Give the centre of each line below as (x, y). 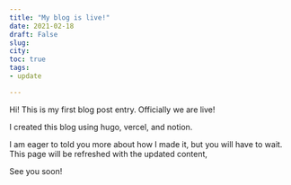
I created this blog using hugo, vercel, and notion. (101, 127)
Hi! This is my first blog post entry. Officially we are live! (112, 110)
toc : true (28, 59)
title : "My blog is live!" (60, 18)
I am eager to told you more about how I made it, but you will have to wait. (146, 144)
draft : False (34, 34)
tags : (19, 68)
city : (19, 51)
